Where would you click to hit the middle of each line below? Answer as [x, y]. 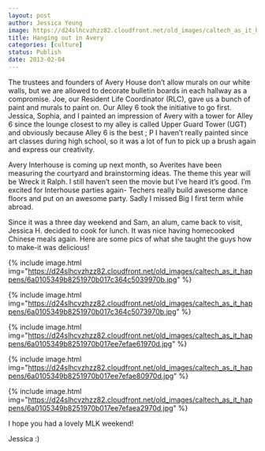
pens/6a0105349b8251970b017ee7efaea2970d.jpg [91, 407]
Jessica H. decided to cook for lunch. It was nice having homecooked [121, 230]
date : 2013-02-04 [37, 60]
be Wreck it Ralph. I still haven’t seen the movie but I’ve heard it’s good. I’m [130, 181]
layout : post [30, 15]
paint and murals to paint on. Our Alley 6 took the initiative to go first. [120, 107]
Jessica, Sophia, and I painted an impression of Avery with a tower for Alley [131, 116]
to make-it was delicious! [49, 247]
